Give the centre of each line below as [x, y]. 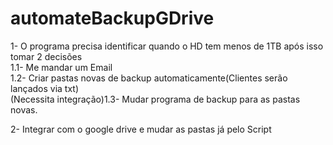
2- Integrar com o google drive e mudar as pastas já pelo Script [141, 129]
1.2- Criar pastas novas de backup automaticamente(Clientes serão [149, 78]
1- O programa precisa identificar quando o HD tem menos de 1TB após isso [167, 46]
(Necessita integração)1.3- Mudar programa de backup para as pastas [155, 99]
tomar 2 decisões [46, 56]
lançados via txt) [45, 88]
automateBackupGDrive [112, 18]
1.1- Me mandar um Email [61, 67]
